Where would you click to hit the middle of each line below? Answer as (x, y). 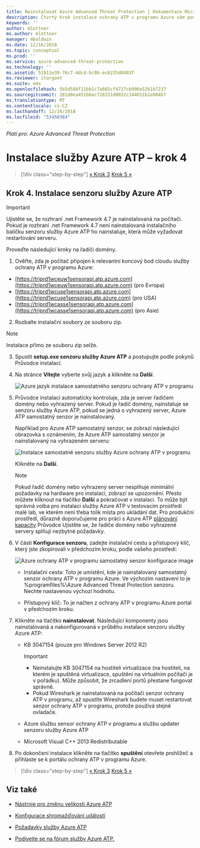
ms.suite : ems (24, 84)
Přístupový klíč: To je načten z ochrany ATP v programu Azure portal (107, 603)
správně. (43, 687)
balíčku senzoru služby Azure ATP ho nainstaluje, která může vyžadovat (94, 232)
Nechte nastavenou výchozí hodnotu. (70, 591)
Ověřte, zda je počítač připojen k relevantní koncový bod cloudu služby (102, 261)
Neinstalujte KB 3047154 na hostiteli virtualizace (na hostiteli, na (111, 668)
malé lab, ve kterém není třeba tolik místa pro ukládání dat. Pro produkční (104, 512)
